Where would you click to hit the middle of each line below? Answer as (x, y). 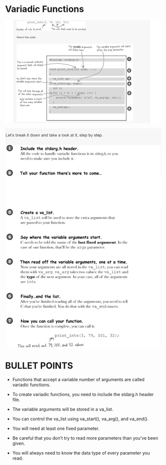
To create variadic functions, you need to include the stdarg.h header (83, 394)
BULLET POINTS (39, 366)
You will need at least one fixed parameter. (56, 428)
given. (19, 443)
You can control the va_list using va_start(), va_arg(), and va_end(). (80, 419)
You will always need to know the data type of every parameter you (81, 453)
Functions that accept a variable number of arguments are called (78, 379)
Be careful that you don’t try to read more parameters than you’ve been (85, 438)
